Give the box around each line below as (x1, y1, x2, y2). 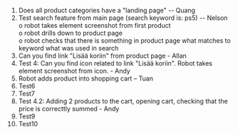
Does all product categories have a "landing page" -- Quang (18, 6, 195, 14)
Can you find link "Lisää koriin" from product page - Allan (18, 51, 187, 60)
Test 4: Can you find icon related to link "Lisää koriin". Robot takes (18, 59, 213, 67)
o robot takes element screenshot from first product (18, 21, 171, 29)
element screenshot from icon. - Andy (18, 67, 130, 75)
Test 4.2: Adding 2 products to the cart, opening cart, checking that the (18, 97, 228, 105)
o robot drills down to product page (18, 29, 123, 37)
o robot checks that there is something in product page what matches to (18, 36, 231, 45)
